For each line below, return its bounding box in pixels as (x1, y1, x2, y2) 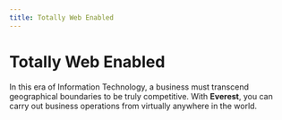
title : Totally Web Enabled (9, 13, 115, 22)
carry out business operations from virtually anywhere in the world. (9, 100, 258, 111)
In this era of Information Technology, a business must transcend (9, 81, 249, 92)
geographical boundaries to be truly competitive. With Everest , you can (9, 90, 273, 101)
